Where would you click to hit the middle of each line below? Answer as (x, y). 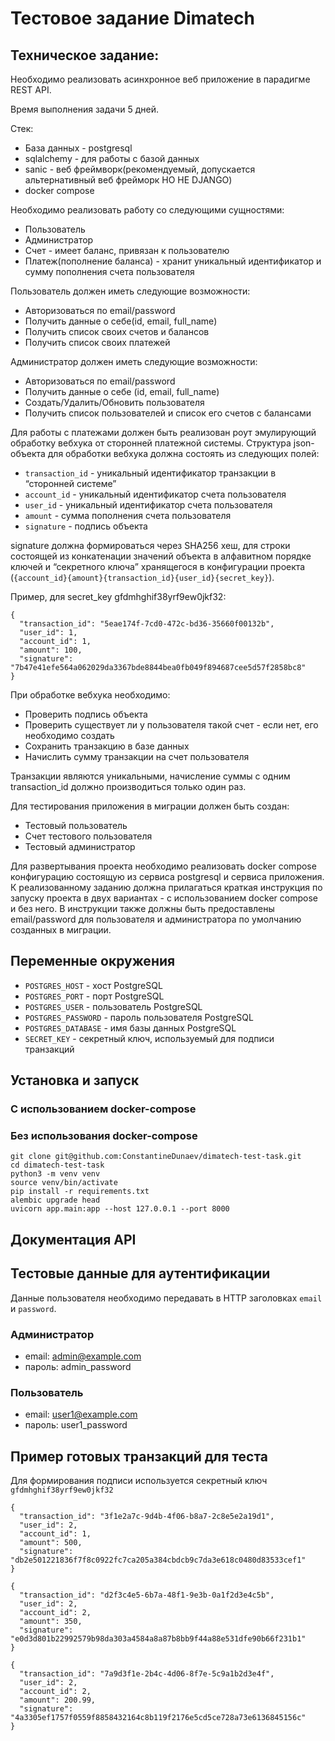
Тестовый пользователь (76, 825)
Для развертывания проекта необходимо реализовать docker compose (163, 866)
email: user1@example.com (81, 1414)
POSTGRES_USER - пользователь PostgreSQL (113, 1006)
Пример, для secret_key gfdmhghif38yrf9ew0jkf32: (118, 596)
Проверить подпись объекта (86, 714)
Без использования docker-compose (104, 1136)
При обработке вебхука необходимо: (90, 695)
